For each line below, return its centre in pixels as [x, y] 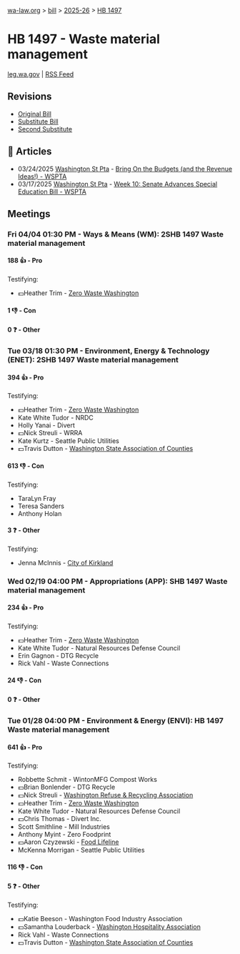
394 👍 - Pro [26, 377]
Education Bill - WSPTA [52, 192]
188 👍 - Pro [25, 261]
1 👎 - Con [22, 310]
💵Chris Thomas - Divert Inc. [59, 819]
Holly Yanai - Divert [46, 425]
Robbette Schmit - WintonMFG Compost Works [87, 780]
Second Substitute [45, 129]
